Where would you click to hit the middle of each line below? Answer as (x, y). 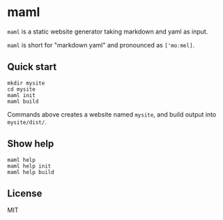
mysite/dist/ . (27, 122)
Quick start (32, 67)
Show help (31, 144)
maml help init (29, 166)
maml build (23, 101)
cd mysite (22, 89)
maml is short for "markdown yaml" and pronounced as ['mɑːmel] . (101, 45)
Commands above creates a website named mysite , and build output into (112, 114)
